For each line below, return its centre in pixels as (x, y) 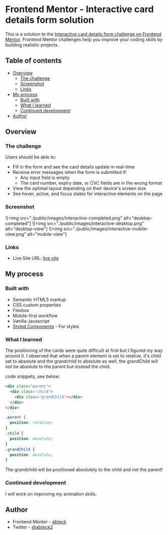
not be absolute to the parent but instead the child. (58, 367)
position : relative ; (31, 423)
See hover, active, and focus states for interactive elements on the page (88, 194)
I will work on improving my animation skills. (51, 494)
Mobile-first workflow (35, 316)
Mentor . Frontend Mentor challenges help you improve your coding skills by (84, 39)
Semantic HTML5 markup (39, 299)
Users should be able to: (31, 157)
